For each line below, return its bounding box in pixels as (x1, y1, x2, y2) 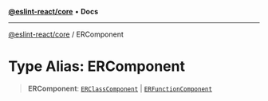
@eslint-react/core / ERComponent (8, 29, 124, 39)
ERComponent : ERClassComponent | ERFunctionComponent (27, 84, 213, 93)
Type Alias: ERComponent (8, 57, 186, 76)
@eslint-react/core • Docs (8, 7, 98, 16)
